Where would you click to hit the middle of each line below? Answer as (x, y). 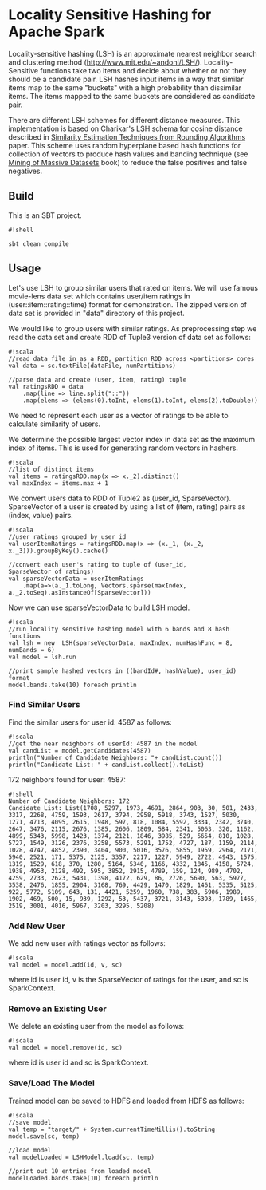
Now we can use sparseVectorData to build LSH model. (99, 607)
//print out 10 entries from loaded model (80, 1171)
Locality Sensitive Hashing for (110, 15)
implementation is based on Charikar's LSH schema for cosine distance (125, 128)
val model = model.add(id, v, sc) (66, 965)
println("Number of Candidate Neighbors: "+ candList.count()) (115, 757)
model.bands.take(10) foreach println (72, 685)
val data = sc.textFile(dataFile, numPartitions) (92, 366)
